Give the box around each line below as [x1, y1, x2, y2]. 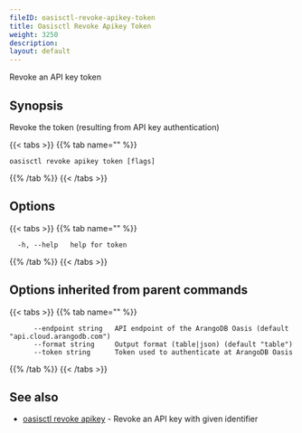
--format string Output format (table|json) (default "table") [33, 340, 294, 349]
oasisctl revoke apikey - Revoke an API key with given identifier [22, 413, 259, 425]
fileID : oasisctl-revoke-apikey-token [9, 13, 156, 23]
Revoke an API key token [9, 71, 102, 82]
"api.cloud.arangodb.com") [9, 332, 111, 341]
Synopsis [9, 98, 63, 113]
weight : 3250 [9, 30, 59, 39]
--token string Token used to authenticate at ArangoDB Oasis [33, 347, 294, 357]
